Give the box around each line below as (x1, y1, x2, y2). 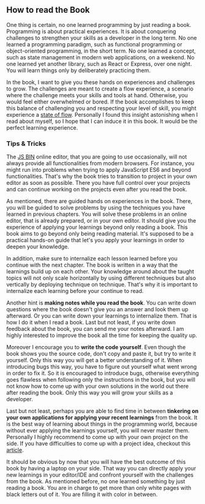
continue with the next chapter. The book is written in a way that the (6, 261, 178, 269)
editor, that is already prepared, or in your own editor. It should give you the (6, 217, 196, 224)
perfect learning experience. (6, 124, 78, 131)
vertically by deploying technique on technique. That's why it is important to (6, 281, 198, 288)
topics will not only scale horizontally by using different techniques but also (6, 275, 196, 282)
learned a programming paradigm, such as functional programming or (6, 40, 182, 48)
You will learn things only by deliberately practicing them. (6, 67, 151, 74)
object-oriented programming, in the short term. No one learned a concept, (6, 47, 196, 54)
